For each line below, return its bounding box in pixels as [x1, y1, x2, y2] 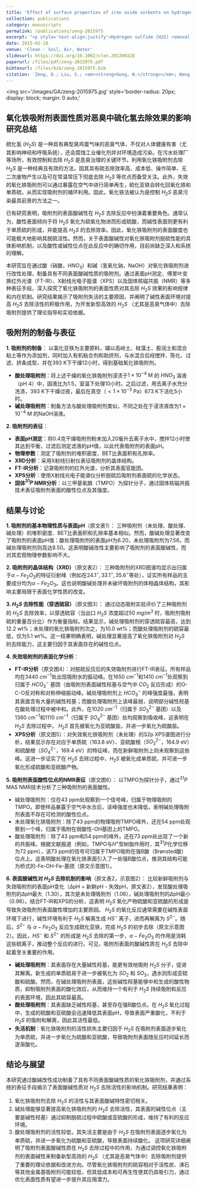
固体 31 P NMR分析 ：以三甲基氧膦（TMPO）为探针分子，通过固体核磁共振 [14, 478, 191, 487]
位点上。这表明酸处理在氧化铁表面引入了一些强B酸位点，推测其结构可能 [14, 855, 188, 862]
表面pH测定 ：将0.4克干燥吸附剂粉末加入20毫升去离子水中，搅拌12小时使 [14, 435, 191, 442]
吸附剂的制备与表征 [6, 328, 76, 338]
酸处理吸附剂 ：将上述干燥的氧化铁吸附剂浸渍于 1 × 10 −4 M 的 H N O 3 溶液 [14, 370, 187, 380]
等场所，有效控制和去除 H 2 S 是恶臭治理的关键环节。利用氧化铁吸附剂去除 [6, 156, 184, 164]
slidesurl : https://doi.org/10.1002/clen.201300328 [6, 53, 135, 59]
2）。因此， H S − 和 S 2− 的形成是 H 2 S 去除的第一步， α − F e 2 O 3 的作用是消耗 [6, 931, 186, 940]
